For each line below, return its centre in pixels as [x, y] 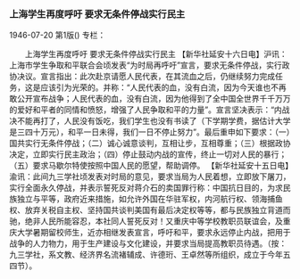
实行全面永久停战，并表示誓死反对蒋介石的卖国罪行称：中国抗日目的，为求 [146, 188]
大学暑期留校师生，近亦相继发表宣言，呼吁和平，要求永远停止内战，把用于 [154, 233]
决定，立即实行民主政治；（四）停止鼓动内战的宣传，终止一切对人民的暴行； [148, 154]
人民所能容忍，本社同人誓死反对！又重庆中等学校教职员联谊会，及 [161, 221]
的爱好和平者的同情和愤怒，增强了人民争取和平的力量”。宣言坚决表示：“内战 [150, 110]
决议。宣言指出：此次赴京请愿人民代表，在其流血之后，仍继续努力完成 [146, 77]
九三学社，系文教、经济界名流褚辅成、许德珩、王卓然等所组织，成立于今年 [146, 255]
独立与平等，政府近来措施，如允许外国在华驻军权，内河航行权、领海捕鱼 [150, 199]
